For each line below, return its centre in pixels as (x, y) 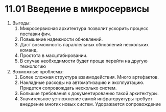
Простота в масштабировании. (54, 55)
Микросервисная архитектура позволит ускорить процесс (84, 28)
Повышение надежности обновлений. (61, 39)
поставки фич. (35, 34)
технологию (33, 66)
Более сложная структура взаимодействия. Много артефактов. (89, 77)
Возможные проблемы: (38, 71)
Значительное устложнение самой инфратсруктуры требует (86, 99)
